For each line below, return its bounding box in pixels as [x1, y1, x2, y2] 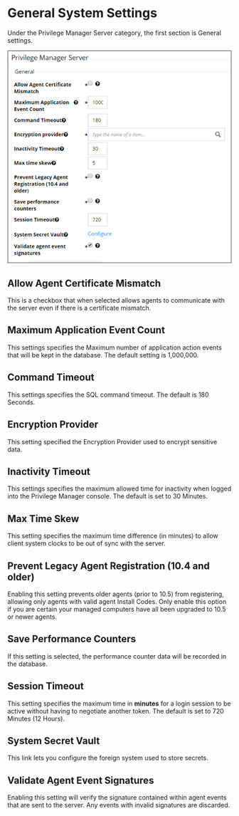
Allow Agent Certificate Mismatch [7, 277, 161, 289]
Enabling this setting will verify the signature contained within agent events [7, 793, 227, 802]
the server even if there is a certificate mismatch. [7, 304, 152, 313]
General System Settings [7, 5, 158, 21]
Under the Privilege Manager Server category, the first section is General [7, 28, 222, 37]
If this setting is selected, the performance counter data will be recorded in [7, 652, 227, 660]
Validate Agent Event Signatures [7, 774, 154, 786]
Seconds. [7, 397, 36, 407]
